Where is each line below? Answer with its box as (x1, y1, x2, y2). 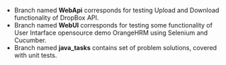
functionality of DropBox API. (13, 13, 99, 22)
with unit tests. (13, 51, 57, 59)
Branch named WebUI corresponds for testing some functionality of (13, 21, 213, 29)
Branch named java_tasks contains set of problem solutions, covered (13, 44, 217, 52)
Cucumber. (13, 36, 47, 45)
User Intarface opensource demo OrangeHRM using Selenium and (13, 28, 208, 37)
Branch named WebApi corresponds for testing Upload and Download (13, 6, 220, 14)
